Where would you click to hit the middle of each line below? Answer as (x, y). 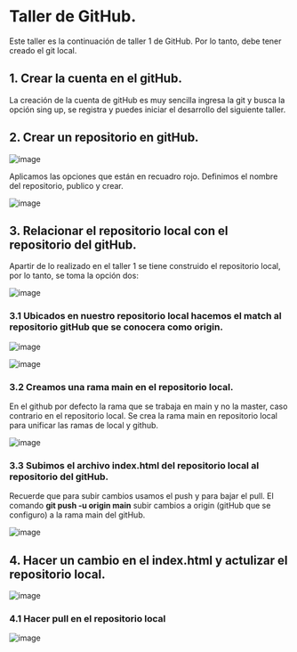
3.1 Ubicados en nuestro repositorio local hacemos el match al (145, 316)
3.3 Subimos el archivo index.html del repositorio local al (134, 465)
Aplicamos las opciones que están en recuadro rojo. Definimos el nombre (144, 176)
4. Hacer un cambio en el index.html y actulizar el (148, 560)
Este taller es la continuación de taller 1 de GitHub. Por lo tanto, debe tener (145, 41)
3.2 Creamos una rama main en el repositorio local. (121, 387)
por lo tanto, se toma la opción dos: (74, 276)
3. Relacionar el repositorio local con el (119, 230)
